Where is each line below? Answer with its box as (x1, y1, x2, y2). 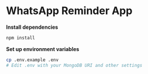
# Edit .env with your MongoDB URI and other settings (6, 62, 143, 68)
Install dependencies (6, 23, 58, 31)
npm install (6, 35, 35, 41)
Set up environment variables (6, 45, 80, 52)
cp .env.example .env (6, 57, 59, 63)
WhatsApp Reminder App (6, 4, 133, 18)
